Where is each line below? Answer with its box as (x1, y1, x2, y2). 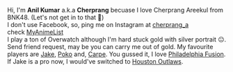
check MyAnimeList (7, 28, 64, 36)
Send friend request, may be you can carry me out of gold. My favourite (7, 43, 214, 51)
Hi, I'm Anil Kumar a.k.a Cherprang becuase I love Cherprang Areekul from (7, 6, 224, 14)
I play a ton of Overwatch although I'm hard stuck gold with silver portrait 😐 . (7, 35, 227, 44)
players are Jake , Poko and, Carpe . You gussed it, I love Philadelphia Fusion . (7, 50, 226, 58)
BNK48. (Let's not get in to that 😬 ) (7, 13, 104, 21)
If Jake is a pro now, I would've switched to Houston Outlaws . (7, 57, 184, 65)
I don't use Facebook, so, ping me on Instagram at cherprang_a (7, 21, 189, 28)
